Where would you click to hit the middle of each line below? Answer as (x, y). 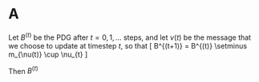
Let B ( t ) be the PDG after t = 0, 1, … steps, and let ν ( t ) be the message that (129, 37)
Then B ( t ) (23, 70)
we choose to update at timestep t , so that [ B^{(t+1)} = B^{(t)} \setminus (127, 45)
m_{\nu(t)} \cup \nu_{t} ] (48, 54)
